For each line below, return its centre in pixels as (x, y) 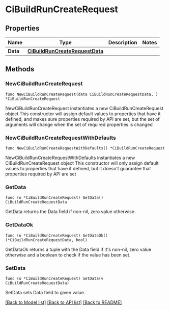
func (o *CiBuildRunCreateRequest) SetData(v (54, 278)
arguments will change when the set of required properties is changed (79, 124)
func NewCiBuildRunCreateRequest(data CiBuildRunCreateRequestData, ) (82, 94)
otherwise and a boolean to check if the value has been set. (68, 255)
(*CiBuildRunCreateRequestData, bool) (46, 240)
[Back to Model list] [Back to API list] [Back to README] (64, 302)
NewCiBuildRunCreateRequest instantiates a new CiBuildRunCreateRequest (84, 108)
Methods (20, 69)
